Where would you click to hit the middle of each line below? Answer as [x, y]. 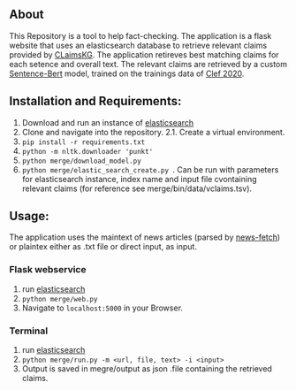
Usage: [30, 216]
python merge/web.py [60, 299]
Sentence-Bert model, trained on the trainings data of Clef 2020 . [127, 73]
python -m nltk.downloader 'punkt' [87, 151]
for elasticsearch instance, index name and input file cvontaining [140, 179]
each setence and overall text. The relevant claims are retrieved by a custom [148, 64]
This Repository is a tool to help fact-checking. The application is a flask [140, 35]
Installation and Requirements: [95, 101]
